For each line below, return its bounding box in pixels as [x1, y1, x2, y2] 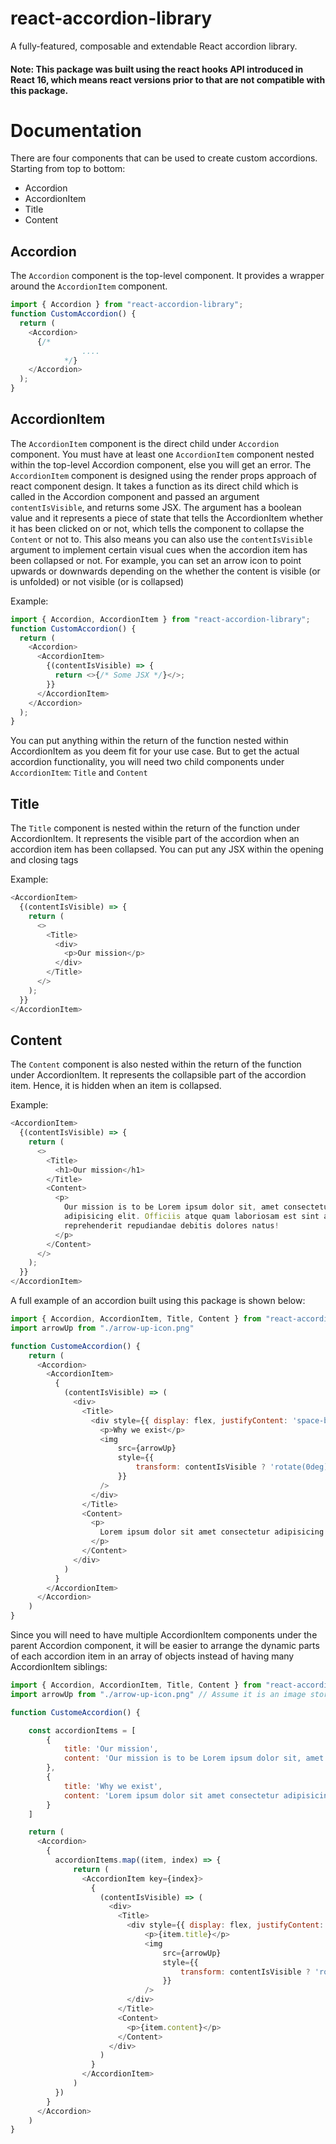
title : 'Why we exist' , [63, 1781, 163, 1791]
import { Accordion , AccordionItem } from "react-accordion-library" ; [10, 614, 311, 624]
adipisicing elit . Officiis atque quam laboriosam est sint [63, 1212, 320, 1222]
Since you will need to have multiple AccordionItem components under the [10, 1629, 318, 1641]
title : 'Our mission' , [63, 1744, 159, 1754]
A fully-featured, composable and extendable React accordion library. [10, 40, 298, 52]
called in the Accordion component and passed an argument [10, 490, 260, 502]
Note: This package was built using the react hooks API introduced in [10, 63, 304, 75]
